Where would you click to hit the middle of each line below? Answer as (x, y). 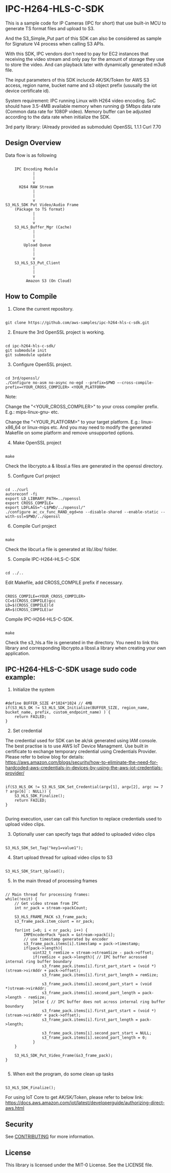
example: (20, 677)
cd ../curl (17, 489)
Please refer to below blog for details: (45, 757)
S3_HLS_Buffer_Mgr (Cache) (43, 227)
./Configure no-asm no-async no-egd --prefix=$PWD (60, 383)
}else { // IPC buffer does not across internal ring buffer (99, 1002)
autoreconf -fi (21, 494)
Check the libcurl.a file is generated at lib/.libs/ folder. (62, 549)
